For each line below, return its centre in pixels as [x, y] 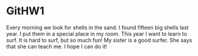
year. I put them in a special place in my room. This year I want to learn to [97, 33]
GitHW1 [25, 11]
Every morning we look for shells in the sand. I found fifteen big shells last [97, 27]
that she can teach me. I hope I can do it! [57, 46]
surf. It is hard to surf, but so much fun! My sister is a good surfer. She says [99, 40]
